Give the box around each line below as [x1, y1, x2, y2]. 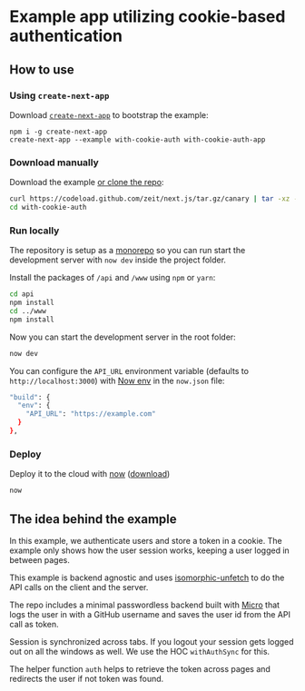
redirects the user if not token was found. [9, 673, 164, 684]
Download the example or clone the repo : [9, 177, 164, 188]
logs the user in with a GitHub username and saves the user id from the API [9, 608, 290, 619]
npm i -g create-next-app [9, 127, 107, 136]
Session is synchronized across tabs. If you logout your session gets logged [9, 636, 294, 647]
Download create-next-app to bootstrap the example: [9, 109, 209, 120]
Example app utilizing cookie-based [9, 6, 286, 27]
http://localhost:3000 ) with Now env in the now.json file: [9, 375, 225, 386]
